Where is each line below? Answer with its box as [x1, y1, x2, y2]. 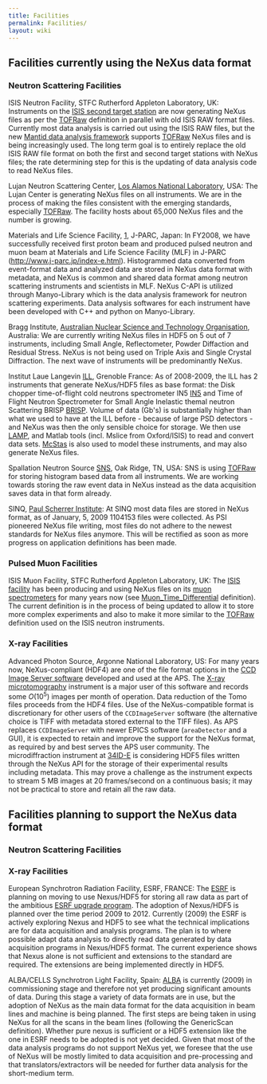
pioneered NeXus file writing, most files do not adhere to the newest [8, 521, 233, 531]
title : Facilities [8, 11, 69, 20]
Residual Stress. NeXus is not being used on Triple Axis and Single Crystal [8, 348, 252, 357]
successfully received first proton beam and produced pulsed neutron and [8, 239, 253, 249]
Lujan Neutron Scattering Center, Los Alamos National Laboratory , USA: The [8, 181, 258, 191]
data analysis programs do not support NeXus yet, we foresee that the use [8, 1043, 253, 1052]
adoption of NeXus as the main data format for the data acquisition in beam [8, 1000, 256, 1010]
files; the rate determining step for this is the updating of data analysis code [8, 157, 257, 167]
